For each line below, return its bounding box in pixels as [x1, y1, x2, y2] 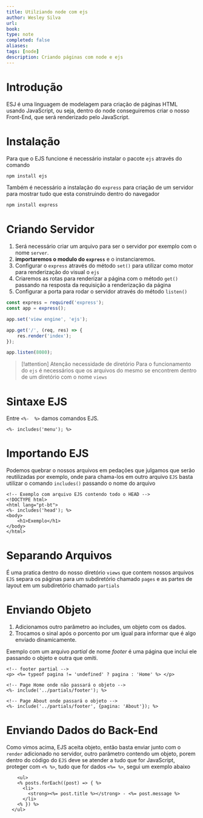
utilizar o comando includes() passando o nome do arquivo [6, 479, 156, 487]
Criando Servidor [6, 222, 95, 236]
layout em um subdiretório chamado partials [6, 582, 120, 589]
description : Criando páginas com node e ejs [6, 54, 123, 60]
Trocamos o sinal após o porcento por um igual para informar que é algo [15, 630, 196, 637]
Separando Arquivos [6, 549, 112, 563]
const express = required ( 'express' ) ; [6, 300, 104, 306]
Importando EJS [6, 447, 89, 461]
